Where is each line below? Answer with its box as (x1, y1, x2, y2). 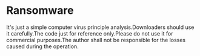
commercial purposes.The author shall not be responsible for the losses (6, 36, 186, 43)
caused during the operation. (6, 43, 79, 50)
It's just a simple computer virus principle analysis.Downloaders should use (6, 23, 195, 31)
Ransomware (6, 4, 74, 17)
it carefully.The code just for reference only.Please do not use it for (6, 30, 173, 37)
